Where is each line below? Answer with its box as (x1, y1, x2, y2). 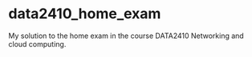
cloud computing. (8, 39, 67, 48)
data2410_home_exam (8, 5, 161, 23)
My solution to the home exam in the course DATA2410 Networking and (8, 31, 245, 40)
